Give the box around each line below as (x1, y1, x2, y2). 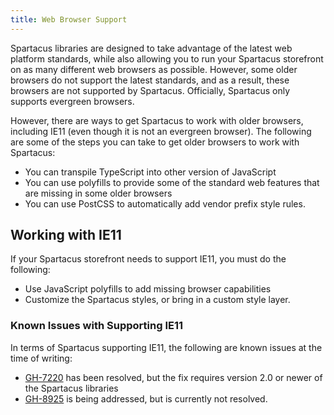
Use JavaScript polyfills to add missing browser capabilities (24, 283, 272, 295)
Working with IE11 (10, 227, 122, 244)
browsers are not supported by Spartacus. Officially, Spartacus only (10, 84, 291, 96)
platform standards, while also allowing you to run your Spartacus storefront (10, 52, 324, 65)
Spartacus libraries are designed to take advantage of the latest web (10, 42, 293, 54)
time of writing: (10, 352, 73, 364)
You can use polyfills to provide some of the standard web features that (24, 176, 320, 188)
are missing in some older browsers (24, 187, 173, 199)
